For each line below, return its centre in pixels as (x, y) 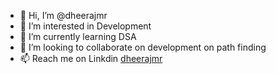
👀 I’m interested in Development (85, 26)
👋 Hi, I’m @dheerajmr (63, 15)
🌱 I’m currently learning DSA (78, 36)
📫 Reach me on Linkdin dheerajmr (91, 58)
